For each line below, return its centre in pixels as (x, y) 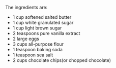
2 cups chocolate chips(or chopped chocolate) (62, 60)
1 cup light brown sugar (37, 28)
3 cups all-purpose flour (38, 44)
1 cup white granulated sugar (43, 23)
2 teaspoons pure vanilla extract (46, 33)
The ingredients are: (26, 7)
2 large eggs (26, 39)
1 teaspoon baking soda (37, 49)
